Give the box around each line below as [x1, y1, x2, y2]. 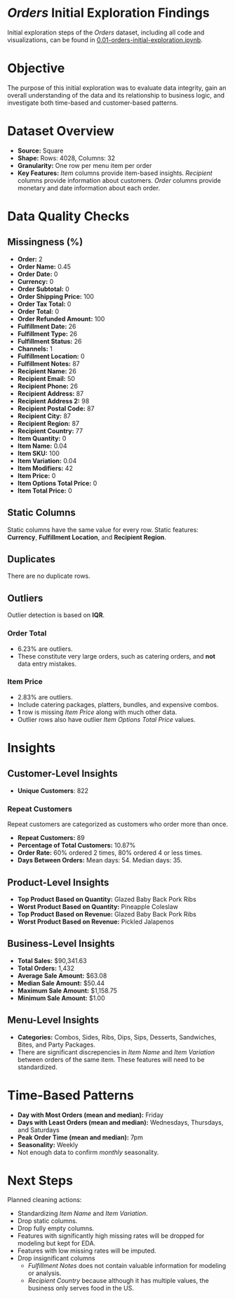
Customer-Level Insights [7, 768, 118, 780]
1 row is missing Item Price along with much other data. [17, 708, 177, 716]
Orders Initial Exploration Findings [7, 5, 210, 21]
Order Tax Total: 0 [17, 299, 72, 308]
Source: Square [17, 146, 64, 155]
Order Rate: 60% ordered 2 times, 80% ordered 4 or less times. [17, 848, 203, 857]
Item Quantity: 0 [17, 434, 67, 442]
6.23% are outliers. [17, 645, 73, 653]
